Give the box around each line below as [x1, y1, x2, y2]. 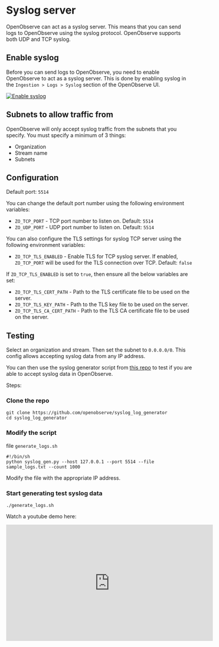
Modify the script [6, 429, 57, 437]
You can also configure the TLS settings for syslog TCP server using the [6, 235, 182, 242]
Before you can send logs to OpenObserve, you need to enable [6, 69, 160, 76]
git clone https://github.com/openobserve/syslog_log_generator [6, 410, 168, 416]
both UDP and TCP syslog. [6, 35, 71, 43]
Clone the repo [6, 396, 50, 405]
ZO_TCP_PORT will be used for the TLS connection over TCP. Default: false [14, 259, 192, 266]
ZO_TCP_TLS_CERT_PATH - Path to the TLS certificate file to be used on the [14, 288, 190, 295]
